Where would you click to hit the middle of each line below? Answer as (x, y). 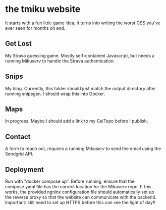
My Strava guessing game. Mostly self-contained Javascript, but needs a (80, 55)
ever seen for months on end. (35, 28)
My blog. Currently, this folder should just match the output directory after (81, 88)
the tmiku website (43, 9)
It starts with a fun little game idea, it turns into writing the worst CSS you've (83, 23)
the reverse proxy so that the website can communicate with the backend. (81, 197)
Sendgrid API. (19, 154)
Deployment (25, 169)
